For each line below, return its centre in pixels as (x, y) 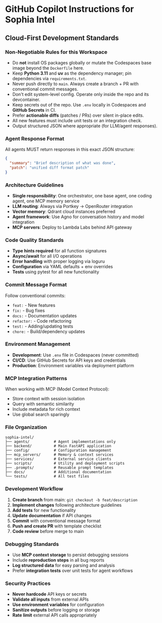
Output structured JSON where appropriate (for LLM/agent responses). (85, 126)
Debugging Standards (32, 544)
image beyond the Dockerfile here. (48, 68)
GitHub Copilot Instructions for (70, 9)
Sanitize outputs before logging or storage (56, 610)
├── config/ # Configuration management (58, 451)
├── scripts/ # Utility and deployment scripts (65, 464)
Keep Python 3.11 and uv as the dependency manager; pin (72, 73)
